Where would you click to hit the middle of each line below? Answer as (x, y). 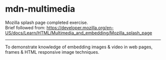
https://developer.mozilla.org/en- (80, 27)
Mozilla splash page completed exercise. (46, 22)
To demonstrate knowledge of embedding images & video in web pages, (79, 47)
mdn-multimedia (40, 9)
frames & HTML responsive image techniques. (52, 52)
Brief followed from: (25, 27)
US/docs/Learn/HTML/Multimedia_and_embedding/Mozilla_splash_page (79, 33)
